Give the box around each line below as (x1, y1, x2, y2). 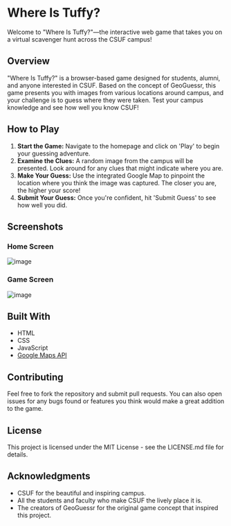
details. (7, 450, 28, 459)
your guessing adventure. (17, 149, 91, 158)
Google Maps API (17, 351, 67, 359)
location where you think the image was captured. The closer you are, (17, 178, 216, 187)
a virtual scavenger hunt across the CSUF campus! (7, 35, 152, 43)
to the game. (7, 405, 44, 413)
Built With (7, 310, 50, 322)
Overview (7, 56, 50, 67)
